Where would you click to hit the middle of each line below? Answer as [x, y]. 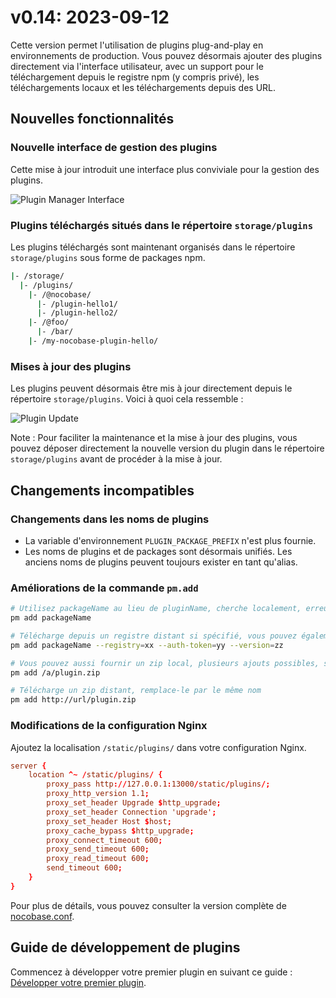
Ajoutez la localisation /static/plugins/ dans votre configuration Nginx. [158, 747]
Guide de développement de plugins [125, 947]
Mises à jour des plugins [71, 366]
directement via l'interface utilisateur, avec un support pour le [137, 66]
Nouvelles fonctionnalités [92, 119]
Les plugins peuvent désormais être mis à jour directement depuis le [151, 388]
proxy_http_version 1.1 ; [98, 794]
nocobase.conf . [42, 916]
